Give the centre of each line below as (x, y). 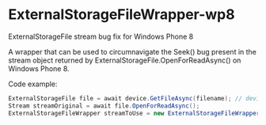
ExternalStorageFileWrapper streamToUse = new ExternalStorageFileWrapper (134, 113)
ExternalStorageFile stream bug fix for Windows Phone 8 (101, 36)
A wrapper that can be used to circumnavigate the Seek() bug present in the (133, 51)
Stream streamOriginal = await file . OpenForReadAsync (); (104, 106)
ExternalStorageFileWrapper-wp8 (122, 15)
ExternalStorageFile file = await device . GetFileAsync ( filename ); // (125, 98)
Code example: (33, 84)
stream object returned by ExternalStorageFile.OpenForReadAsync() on (125, 60)
